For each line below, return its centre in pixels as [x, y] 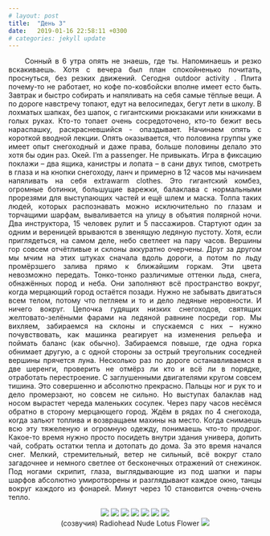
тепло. [19, 497]
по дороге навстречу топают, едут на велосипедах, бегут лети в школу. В [135, 104]
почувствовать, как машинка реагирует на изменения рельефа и [135, 335]
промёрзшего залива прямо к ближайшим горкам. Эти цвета [135, 266]
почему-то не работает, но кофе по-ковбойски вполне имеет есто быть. [135, 87]
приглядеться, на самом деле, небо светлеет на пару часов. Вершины [135, 241]
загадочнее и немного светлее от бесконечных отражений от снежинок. [135, 463]
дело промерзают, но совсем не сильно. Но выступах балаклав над [135, 394]
